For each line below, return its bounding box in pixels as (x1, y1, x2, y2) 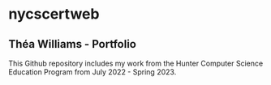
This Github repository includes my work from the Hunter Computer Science (8, 58, 264, 68)
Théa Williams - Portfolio (8, 37, 136, 51)
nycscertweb (8, 5, 100, 23)
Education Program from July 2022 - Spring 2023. (8, 67, 177, 77)
